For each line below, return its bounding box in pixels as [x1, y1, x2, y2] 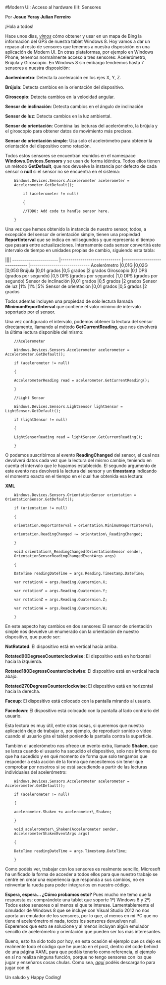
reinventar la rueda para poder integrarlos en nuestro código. [5, 882, 130, 888]
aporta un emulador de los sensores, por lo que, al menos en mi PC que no [5, 913, 158, 918]
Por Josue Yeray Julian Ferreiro [5, 14, 71, 19]
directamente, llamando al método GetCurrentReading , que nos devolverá [5, 324, 158, 330]
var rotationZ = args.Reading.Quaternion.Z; [14, 597, 108, 602]
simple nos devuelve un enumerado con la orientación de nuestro [5, 628, 139, 634]
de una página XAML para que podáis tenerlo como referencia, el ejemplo [5, 949, 156, 955]
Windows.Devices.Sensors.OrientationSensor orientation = [14, 492, 136, 497]
